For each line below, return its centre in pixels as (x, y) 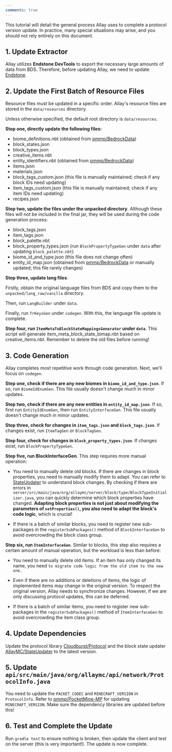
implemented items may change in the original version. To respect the (87, 586)
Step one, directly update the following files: (54, 129)
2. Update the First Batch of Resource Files (75, 91)
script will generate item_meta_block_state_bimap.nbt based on (72, 334)
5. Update (21, 668)
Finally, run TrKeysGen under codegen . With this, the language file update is (83, 313)
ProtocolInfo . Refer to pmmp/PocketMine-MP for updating (68, 699)
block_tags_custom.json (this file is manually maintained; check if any (86, 177)
